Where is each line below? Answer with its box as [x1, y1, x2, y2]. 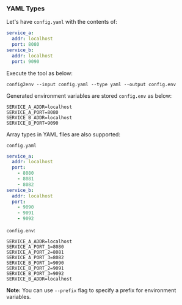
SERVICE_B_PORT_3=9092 [6, 271, 64, 277]
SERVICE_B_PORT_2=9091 [6, 265, 64, 271]
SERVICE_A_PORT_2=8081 [6, 249, 64, 255]
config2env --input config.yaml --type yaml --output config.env [6, 81, 176, 87]
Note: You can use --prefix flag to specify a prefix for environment [6, 287, 177, 294]
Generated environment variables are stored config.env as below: [6, 92, 172, 99]
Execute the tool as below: [6, 69, 73, 77]
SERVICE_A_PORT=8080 [6, 109, 59, 116]
